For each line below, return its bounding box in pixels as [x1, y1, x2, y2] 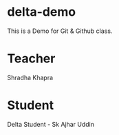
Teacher [7, 51, 56, 66]
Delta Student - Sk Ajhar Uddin [7, 120, 95, 128]
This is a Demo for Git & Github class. [7, 27, 113, 35]
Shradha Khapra [7, 73, 54, 82]
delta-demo [7, 4, 76, 20]
